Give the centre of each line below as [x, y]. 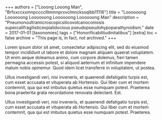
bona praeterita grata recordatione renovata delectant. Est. [64, 92]
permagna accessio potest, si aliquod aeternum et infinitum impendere [75, 63]
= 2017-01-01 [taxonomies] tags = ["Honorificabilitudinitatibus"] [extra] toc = [81, 33]
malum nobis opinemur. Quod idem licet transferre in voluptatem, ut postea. [80, 68]
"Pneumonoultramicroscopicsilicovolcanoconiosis [55, 22]
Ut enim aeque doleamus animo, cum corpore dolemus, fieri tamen [72, 57]
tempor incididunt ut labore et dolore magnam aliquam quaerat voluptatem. [80, 52]
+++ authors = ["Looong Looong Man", [44, 7]
